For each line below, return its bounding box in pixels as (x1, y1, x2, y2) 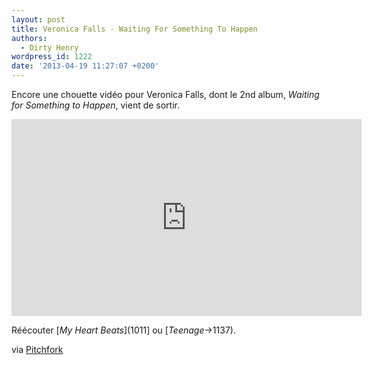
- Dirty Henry (20, 42, 79, 53)
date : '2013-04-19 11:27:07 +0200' (11, 61, 160, 71)
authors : (11, 33, 48, 43)
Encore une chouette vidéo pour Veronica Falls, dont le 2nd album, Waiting (11, 89, 320, 100)
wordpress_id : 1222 (11, 52, 93, 62)
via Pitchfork (11, 344, 64, 355)
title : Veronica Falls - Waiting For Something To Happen (11, 24, 258, 34)
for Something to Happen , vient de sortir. (11, 99, 181, 111)
